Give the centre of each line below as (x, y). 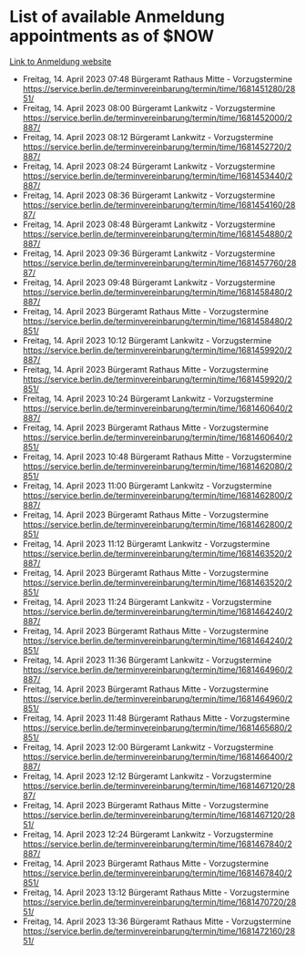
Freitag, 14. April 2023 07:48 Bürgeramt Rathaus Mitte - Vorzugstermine (158, 78)
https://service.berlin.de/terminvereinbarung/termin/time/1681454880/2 (158, 233)
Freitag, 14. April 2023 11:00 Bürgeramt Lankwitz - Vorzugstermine (147, 486)
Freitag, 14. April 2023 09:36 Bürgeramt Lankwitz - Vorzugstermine (149, 253)
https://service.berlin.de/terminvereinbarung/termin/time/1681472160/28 (159, 930)
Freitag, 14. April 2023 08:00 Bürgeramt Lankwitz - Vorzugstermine (149, 108)
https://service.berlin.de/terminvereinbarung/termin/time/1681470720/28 (159, 902)
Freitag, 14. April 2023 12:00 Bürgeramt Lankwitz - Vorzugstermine (148, 747)
